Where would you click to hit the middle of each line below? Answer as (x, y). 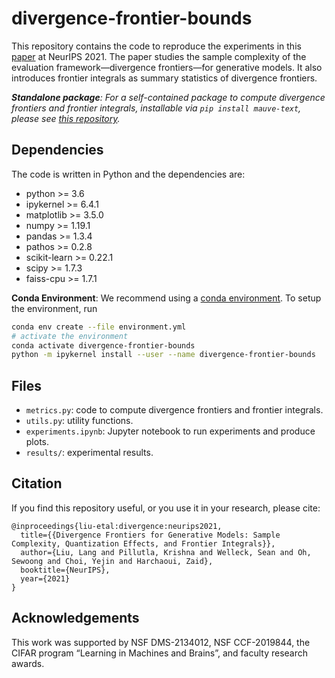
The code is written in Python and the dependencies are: (128, 174)
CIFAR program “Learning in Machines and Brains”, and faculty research (160, 653)
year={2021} (45, 578)
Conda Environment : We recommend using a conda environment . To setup (166, 298)
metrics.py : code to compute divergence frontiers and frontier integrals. (174, 410)
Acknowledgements (75, 618)
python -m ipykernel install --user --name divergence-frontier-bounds (163, 355)
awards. (28, 663)
